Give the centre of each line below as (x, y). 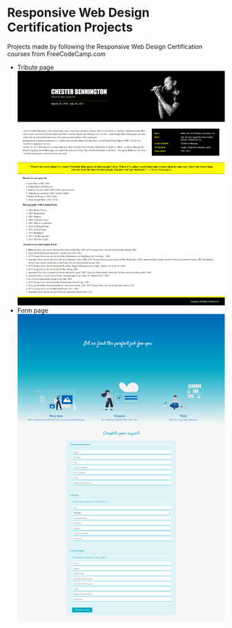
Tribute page (35, 67)
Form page (32, 310)
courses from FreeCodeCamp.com (56, 54)
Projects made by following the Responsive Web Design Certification (105, 46)
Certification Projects (70, 27)
